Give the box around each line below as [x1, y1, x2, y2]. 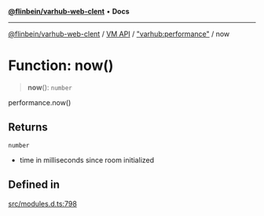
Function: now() [8, 57, 114, 75]
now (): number [27, 82, 72, 92]
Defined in [8, 178, 60, 192]
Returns [8, 121, 49, 134]
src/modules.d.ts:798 [8, 199, 77, 208]
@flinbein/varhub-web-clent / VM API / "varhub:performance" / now [8, 29, 230, 38]
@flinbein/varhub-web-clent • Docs [8, 7, 130, 16]
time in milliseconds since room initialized [19, 155, 155, 164]
